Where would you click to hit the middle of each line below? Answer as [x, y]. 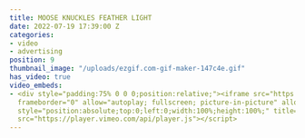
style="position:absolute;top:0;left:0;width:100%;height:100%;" [144, 111]
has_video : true [40, 77]
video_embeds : [36, 85]
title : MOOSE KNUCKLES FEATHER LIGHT [81, 18]
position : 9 [32, 60]
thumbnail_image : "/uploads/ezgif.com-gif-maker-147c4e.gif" [128, 69]
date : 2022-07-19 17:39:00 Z [64, 26]
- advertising [36, 52]
